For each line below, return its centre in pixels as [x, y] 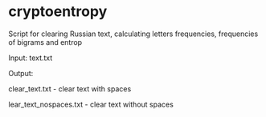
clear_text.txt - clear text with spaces [70, 89]
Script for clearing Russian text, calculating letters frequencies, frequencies [133, 34]
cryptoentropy [58, 12]
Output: [21, 73]
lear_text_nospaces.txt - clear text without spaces [91, 104]
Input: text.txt [31, 58]
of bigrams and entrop [45, 42]
